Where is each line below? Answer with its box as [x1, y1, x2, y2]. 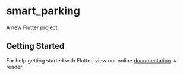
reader [6, 63, 23, 70]
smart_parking [6, 4, 80, 18]
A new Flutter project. [6, 24, 59, 31]
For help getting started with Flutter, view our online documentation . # [6, 57, 177, 64]
